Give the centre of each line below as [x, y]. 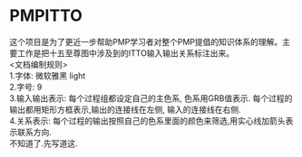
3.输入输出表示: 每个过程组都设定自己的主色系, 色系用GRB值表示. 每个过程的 [151, 98]
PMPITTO [46, 16]
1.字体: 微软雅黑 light [48, 75]
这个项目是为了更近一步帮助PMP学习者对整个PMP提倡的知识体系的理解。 [146, 42]
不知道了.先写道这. [44, 143]
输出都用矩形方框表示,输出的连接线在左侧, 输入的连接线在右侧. [126, 109]
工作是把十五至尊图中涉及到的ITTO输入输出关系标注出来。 [126, 53]
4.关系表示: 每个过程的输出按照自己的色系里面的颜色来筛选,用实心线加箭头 [147, 120]
